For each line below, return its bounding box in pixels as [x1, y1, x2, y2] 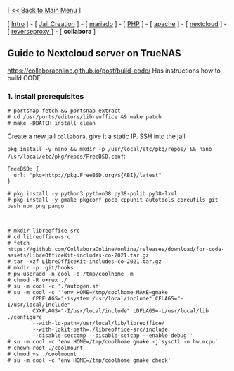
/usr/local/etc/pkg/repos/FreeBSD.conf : [7, 152, 126, 161]
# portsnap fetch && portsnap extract [7, 107, 121, 115]
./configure [7, 314, 42, 321]
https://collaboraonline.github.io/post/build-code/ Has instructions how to [7, 66, 221, 75]
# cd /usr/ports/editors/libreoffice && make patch [7, 114, 162, 121]
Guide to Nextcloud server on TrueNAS [7, 47, 181, 59]
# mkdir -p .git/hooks [7, 264, 74, 272]
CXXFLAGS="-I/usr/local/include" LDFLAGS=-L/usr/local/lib [32, 308, 209, 315]
